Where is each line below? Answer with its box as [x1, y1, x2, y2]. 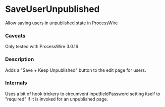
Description [5, 56, 34, 63]
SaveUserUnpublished [5, 3, 100, 15]
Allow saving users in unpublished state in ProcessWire [5, 20, 118, 26]
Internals [5, 79, 27, 86]
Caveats [5, 32, 26, 39]
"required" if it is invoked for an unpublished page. [5, 96, 108, 102]
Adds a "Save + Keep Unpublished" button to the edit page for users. [5, 67, 146, 73]
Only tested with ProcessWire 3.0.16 [5, 44, 78, 50]
